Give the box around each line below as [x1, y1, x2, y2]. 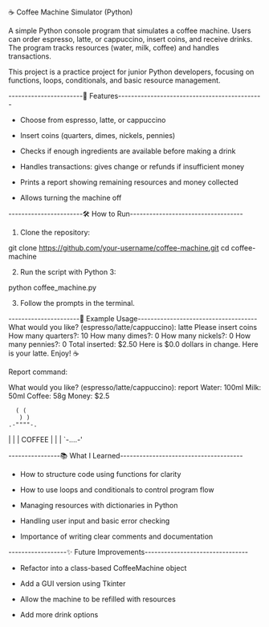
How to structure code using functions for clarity [19, 470, 181, 478]
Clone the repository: [19, 228, 91, 237]
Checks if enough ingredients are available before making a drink [19, 146, 236, 156]
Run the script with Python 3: [19, 267, 116, 276]
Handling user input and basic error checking [19, 516, 170, 525]
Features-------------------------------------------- [89, 92, 261, 100]
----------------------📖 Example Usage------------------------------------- [8, 314, 258, 324]
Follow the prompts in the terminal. [19, 299, 135, 307]
